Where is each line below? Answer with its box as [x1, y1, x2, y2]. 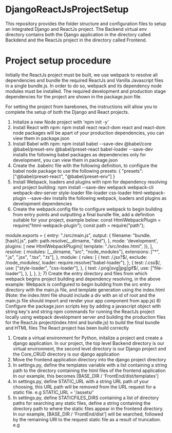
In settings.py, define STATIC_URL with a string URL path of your [12, 378, 149, 384]
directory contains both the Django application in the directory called [5, 31, 151, 37]
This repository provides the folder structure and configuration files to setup [5, 20, 166, 27]
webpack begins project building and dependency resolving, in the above [5, 276, 161, 282]
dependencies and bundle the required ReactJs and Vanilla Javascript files [5, 77, 164, 83]
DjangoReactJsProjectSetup [5, 4, 129, 15]
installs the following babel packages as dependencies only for [12, 151, 146, 157]
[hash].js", [5, 237, 27, 244]
